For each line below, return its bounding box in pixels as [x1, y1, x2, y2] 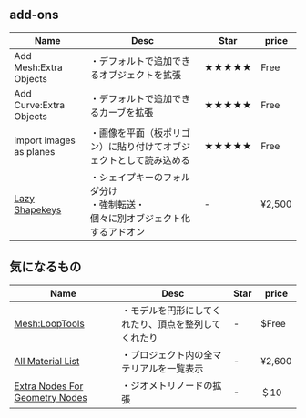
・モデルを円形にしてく [121, 304, 221, 317]
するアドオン [89, 225, 146, 238]
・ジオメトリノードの [121, 379, 213, 392]
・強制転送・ [89, 198, 146, 210]
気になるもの [9, 260, 82, 275]
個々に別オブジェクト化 [89, 211, 191, 224]
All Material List [14, 354, 80, 367]
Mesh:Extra [14, 61, 63, 74]
